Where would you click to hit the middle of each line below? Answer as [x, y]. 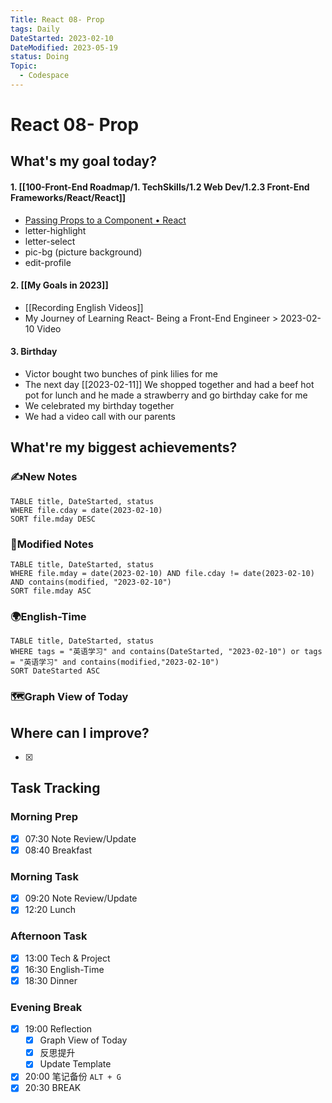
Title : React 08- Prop [57, 19]
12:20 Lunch [50, 910]
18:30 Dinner [51, 980]
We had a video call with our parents [100, 417]
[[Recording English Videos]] [84, 307]
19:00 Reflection [58, 1029]
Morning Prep [44, 817]
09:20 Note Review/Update [81, 898]
